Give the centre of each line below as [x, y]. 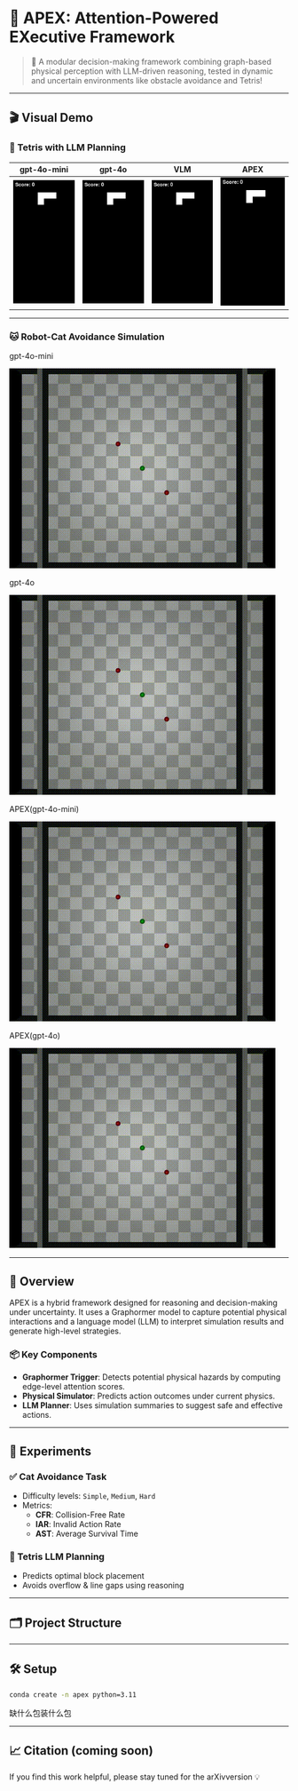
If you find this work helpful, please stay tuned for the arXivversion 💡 [135, 1777]
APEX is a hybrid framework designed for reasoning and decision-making [143, 1303]
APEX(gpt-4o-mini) [44, 809]
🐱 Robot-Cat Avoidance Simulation [87, 337]
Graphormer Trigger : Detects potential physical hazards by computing [151, 1377]
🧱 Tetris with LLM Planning [68, 147]
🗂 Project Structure [66, 1623]
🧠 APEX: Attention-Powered [114, 18]
